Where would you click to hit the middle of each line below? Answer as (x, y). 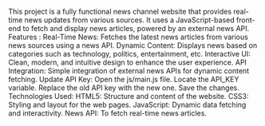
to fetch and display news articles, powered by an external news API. (136, 28)
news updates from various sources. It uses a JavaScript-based (129, 20)
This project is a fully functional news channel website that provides (120, 12)
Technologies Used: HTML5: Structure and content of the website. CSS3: (129, 96)
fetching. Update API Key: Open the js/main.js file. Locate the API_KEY (124, 79)
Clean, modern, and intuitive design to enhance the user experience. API (128, 62)
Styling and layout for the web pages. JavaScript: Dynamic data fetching (127, 104)
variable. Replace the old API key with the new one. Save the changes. (124, 88)
